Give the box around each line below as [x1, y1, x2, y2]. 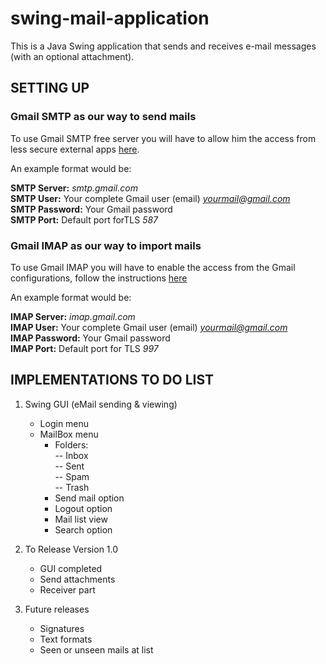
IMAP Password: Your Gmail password [10, 332, 171, 344]
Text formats [39, 633, 93, 645]
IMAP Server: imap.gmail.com [10, 310, 136, 322]
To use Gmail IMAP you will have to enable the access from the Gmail [10, 261, 296, 273]
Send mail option [54, 492, 125, 504]
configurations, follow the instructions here [10, 272, 188, 284]
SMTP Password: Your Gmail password [10, 203, 173, 215]
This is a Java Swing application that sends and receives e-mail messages [10, 40, 317, 52]
